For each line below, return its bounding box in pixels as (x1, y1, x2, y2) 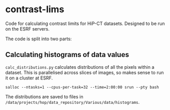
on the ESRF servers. (5, 25, 50, 32)
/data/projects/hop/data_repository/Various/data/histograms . (5, 99, 140, 105)
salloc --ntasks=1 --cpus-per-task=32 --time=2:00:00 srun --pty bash (5, 85, 159, 90)
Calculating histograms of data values (5, 50, 130, 59)
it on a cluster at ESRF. (5, 75, 53, 81)
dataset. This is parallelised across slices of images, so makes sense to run (5, 69, 164, 75)
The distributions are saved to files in (5, 93, 83, 100)
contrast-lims (5, 4, 65, 15)
